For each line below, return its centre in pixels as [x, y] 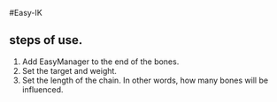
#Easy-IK [26, 13]
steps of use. [46, 40]
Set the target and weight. [69, 70]
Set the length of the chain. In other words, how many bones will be [145, 80]
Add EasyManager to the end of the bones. [100, 62]
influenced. [42, 89]
